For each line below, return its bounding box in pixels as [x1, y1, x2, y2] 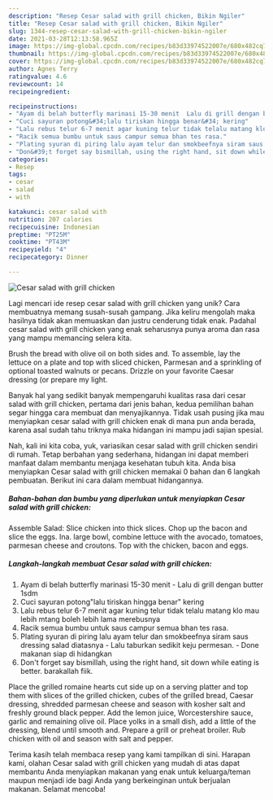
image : [8, 42, 31, 50]
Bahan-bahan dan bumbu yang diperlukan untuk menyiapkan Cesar [8, 494, 245, 504]
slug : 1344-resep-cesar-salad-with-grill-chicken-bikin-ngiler [8, 27, 227, 35]
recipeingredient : [8, 87, 71, 96]
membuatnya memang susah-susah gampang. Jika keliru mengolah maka [8, 307, 256, 317]
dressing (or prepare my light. [8, 374, 108, 384]
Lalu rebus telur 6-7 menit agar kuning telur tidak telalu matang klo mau [19, 605, 260, 615]
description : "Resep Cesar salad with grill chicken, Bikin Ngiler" [8, 11, 245, 20]
